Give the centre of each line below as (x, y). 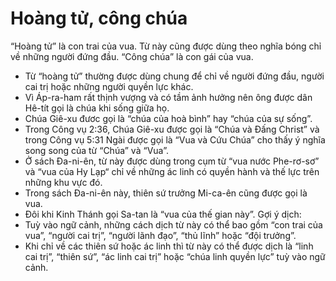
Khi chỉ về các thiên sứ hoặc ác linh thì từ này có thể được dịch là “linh (169, 246)
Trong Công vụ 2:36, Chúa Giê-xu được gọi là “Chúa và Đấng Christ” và (172, 129)
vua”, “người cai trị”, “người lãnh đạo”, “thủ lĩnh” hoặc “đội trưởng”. (160, 235)
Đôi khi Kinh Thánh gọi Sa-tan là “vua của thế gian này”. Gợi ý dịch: (163, 214)
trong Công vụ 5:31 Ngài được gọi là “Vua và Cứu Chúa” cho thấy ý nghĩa (175, 139)
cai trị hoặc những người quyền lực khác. (109, 86)
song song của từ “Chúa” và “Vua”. (96, 150)
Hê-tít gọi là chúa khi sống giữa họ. (97, 108)
